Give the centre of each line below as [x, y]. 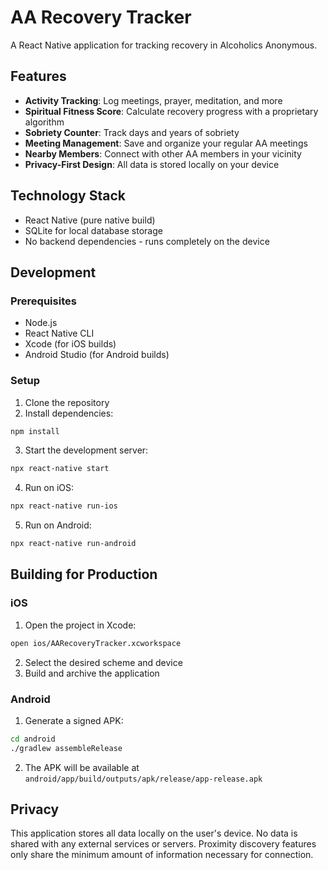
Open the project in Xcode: [80, 625]
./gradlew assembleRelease [66, 748]
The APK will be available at [82, 767]
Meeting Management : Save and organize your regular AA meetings [166, 143]
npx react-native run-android [73, 544]
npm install [35, 431]
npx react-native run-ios [64, 506]
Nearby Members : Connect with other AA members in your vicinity [163, 153]
